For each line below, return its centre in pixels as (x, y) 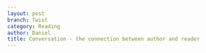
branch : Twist (28, 20)
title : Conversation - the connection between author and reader (103, 39)
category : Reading (34, 26)
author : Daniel (29, 33)
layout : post (26, 13)
